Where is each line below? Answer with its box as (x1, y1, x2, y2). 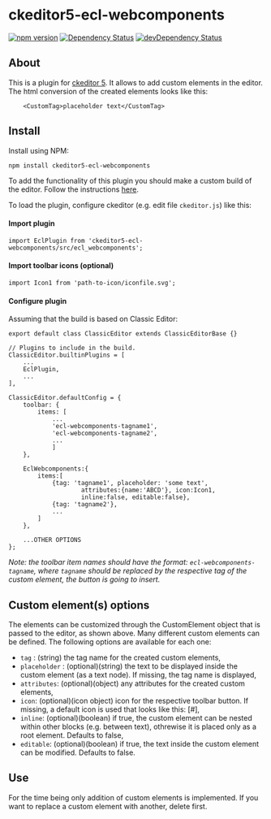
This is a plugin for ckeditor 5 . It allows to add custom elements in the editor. (8, 77, 264, 87)
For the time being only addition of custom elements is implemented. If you (8, 792, 259, 802)
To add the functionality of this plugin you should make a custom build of (8, 175, 252, 185)
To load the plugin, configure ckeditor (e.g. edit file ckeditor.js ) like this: (8, 200, 252, 210)
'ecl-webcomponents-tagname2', (51, 429, 158, 438)
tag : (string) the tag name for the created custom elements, (19, 652, 222, 662)
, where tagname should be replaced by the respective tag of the (33, 566, 247, 576)
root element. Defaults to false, (19, 730, 124, 740)
